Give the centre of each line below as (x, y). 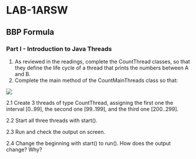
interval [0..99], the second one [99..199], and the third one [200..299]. (92, 109)
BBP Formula (30, 32)
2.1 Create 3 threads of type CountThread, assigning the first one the (90, 102)
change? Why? (24, 149)
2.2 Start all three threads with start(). (52, 120)
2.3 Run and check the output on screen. (56, 132)
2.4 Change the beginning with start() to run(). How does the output (89, 143)
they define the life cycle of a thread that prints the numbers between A (102, 68)
